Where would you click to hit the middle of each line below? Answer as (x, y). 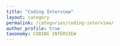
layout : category (28, 17)
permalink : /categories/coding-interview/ (60, 23)
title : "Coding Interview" (40, 12)
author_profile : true (33, 28)
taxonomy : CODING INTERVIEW (41, 34)
